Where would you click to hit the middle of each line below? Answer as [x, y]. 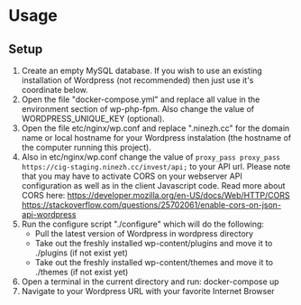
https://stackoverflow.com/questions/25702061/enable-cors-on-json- [151, 205]
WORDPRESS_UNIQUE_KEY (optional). [93, 119]
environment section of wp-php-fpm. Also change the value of [137, 109]
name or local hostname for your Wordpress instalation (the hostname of [156, 138]
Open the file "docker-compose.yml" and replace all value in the [141, 99]
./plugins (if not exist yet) [81, 253]
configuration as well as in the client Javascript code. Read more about [153, 185]
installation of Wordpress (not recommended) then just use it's [137, 80]
